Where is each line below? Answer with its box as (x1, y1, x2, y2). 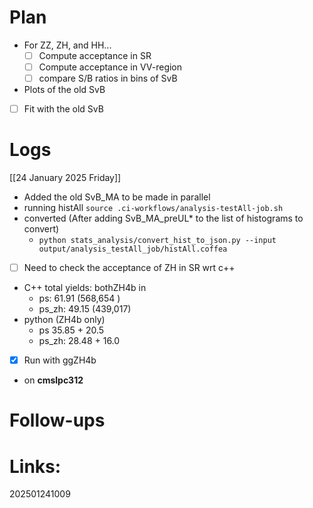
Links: (9, 455, 62, 478)
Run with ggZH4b (23, 354, 97, 366)
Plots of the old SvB (23, 84, 106, 96)
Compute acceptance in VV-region (38, 61, 183, 73)
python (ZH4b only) (23, 314, 106, 326)
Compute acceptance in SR (38, 49, 152, 61)
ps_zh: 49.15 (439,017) (38, 303, 132, 315)
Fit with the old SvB (23, 103, 104, 115)
